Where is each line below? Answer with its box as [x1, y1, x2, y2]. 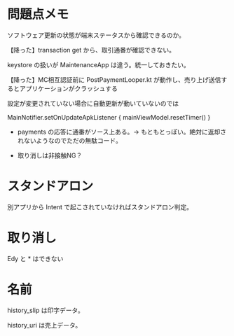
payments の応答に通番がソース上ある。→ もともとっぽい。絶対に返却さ [17, 127, 227, 136]
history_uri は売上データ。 [7, 321, 82, 329]
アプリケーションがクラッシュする [19, 84, 118, 92]
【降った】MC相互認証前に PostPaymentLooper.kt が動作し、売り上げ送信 [7, 75, 221, 84]
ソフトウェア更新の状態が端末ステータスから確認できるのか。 [7, 31, 186, 39]
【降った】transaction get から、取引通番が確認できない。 [7, 45, 176, 54]
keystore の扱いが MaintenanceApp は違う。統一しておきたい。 [7, 60, 191, 69]
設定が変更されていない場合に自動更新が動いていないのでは [7, 99, 179, 107]
